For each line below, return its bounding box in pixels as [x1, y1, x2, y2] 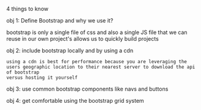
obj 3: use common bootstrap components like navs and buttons [6, 85, 169, 92]
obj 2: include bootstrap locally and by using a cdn [6, 47, 133, 54]
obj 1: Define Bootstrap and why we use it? [6, 17, 114, 24]
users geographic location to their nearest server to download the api [6, 64, 196, 70]
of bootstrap [6, 69, 40, 75]
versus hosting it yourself [6, 75, 78, 81]
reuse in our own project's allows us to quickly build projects [6, 35, 159, 42]
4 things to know [6, 5, 49, 12]
